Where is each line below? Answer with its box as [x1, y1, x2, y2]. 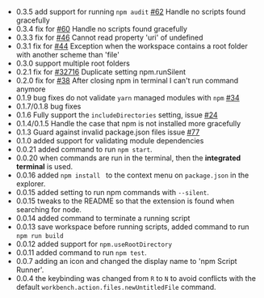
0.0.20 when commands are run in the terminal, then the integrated [15, 153, 241, 163]
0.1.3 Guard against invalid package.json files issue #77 [15, 127, 200, 137]
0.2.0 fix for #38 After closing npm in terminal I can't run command [15, 76, 239, 85]
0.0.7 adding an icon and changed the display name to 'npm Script [15, 257, 237, 266]
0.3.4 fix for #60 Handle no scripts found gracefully [15, 24, 188, 33]
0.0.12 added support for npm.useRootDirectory [15, 239, 172, 249]
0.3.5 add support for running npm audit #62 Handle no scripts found [15, 7, 246, 16]
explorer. [15, 179, 46, 189]
